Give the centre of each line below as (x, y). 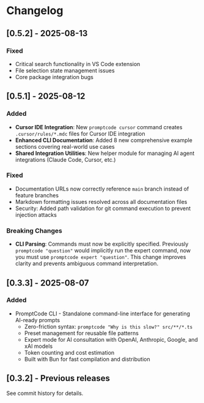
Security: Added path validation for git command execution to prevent (103, 208)
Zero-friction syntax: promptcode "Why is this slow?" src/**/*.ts (108, 326)
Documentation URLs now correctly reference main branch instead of (102, 189)
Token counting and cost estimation (69, 352)
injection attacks (36, 214)
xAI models (38, 346)
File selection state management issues (65, 70)
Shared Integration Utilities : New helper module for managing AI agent (105, 153)
